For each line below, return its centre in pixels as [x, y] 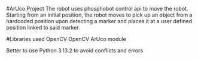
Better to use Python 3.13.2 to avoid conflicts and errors [75, 50]
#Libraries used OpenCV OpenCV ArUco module [66, 39]
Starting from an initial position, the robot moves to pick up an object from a [99, 15]
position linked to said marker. [43, 27]
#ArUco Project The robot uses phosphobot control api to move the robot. [97, 9]
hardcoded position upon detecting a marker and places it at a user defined [99, 21]
